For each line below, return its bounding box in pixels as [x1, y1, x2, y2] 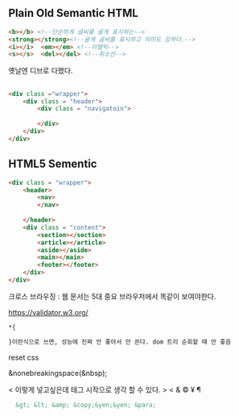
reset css [8, 352, 39, 362]
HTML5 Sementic [8, 157, 97, 171]
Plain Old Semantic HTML [8, 6, 138, 20]
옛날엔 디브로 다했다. [8, 66, 73, 76]
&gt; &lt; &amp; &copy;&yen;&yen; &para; [15, 401, 157, 409]
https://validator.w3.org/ [8, 307, 89, 317]
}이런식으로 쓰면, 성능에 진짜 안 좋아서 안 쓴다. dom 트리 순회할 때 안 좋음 [8, 338, 232, 346]
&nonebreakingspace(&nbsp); [8, 368, 108, 377]
